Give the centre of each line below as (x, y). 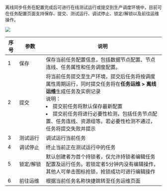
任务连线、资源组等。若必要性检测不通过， (105, 121)
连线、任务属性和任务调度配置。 (83, 67)
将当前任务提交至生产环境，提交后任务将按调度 (100, 76)
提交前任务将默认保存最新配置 (87, 106)
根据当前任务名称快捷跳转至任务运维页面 (93, 181)
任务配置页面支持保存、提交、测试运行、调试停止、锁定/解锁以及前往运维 (84, 13)
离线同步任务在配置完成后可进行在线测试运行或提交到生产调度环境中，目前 (81, 7)
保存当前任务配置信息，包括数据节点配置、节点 (100, 60)
